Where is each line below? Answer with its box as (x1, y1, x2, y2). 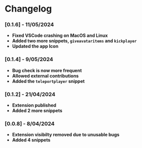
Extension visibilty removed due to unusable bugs (12, 132, 120, 138)
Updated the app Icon (12, 43, 59, 50)
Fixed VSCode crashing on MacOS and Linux (12, 32, 108, 38)
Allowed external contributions (12, 73, 79, 79)
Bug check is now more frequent (12, 67, 82, 73)
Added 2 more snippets (12, 108, 63, 114)
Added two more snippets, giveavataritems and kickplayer (12, 38, 137, 44)
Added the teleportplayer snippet (12, 78, 85, 84)
